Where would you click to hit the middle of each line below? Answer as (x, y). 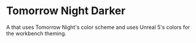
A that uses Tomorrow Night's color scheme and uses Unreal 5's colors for (98, 27)
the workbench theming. (36, 33)
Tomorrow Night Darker (66, 11)
